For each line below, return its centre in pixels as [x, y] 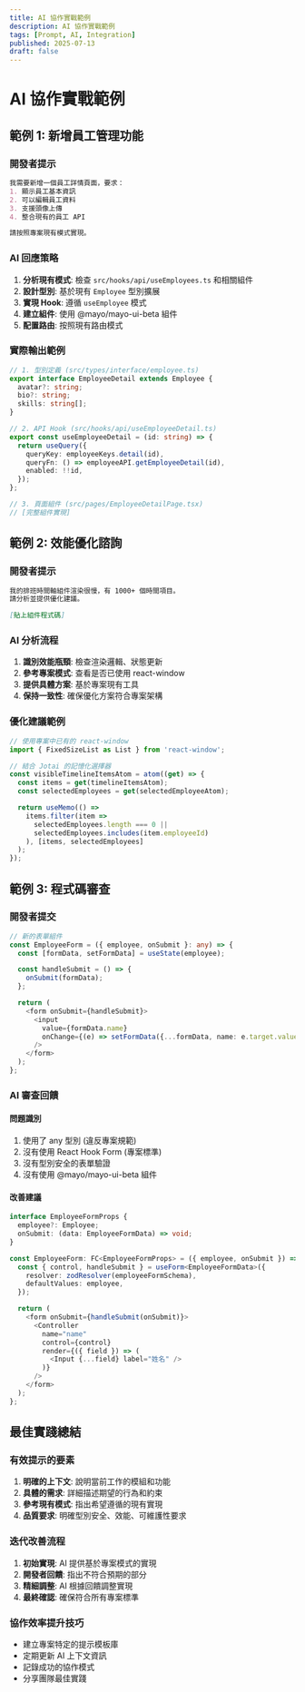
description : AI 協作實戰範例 [62, 26]
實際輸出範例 [38, 350]
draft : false [34, 52]
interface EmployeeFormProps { [69, 1217]
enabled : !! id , [54, 471]
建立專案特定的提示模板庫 [70, 1644]
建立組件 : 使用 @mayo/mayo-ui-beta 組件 [100, 313]
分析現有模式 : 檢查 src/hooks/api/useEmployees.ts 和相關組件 [138, 280]
